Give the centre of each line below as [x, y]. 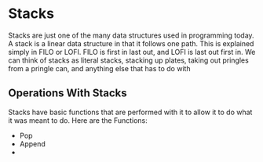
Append [32, 144]
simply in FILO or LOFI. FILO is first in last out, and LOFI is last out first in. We [132, 52]
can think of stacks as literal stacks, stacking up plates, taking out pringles [128, 60]
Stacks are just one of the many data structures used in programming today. [131, 35]
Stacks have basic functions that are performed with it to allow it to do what [130, 112]
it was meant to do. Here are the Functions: [78, 120]
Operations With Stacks [68, 94]
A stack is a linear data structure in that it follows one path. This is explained [131, 43]
